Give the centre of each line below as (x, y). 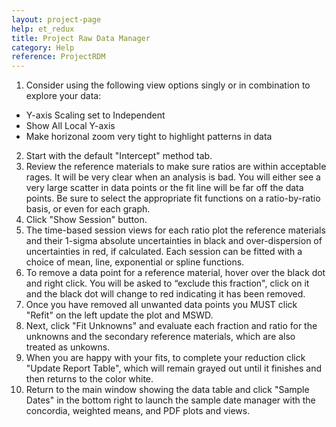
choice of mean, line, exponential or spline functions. (135, 262)
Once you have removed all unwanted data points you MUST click (161, 305)
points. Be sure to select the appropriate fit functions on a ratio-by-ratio (173, 198)
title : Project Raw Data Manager (81, 38)
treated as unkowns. (68, 347)
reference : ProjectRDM (58, 57)
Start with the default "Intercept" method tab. (119, 156)
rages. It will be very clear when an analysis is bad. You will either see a (173, 177)
